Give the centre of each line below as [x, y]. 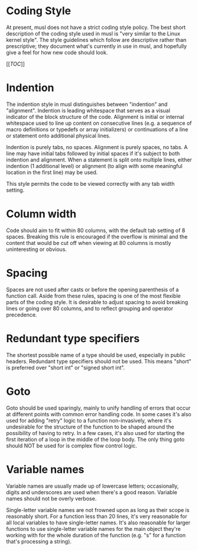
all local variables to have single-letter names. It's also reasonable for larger [98, 523]
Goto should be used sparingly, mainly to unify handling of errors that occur [98, 408]
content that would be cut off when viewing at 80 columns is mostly [89, 243]
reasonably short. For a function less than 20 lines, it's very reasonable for [97, 516]
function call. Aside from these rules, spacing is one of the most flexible [94, 296]
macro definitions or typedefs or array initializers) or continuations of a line [97, 129]
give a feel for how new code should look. [57, 52]
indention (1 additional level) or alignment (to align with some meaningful [94, 166]
